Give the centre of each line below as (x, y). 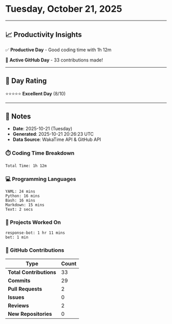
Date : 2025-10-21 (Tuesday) (42, 129)
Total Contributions (32, 272)
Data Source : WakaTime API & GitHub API (57, 139)
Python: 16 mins (23, 196)
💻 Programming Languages (41, 179)
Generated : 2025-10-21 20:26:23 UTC (53, 134)
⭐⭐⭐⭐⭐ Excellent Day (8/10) (36, 93)
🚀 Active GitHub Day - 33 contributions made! (54, 60)
